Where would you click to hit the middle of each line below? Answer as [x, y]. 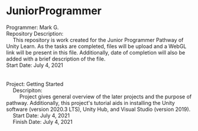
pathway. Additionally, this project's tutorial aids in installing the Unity [91, 103]
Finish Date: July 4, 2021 [43, 122]
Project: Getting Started [35, 84]
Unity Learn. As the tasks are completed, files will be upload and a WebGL [96, 46]
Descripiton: [27, 90]
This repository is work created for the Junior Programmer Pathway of [98, 40]
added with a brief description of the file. [56, 59]
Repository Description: [35, 33]
